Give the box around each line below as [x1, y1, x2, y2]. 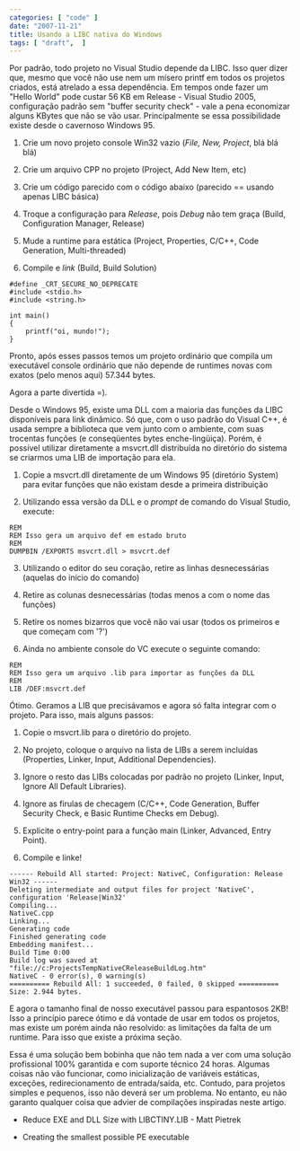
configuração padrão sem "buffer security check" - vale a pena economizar [9, 101, 290, 112]
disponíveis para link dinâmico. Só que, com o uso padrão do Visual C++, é [9, 414, 287, 425]
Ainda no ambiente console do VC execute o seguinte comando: [22, 644, 260, 655]
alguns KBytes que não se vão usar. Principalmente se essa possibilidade [9, 110, 281, 121]
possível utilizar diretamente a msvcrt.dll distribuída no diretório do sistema [9, 443, 287, 453]
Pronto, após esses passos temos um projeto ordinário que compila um [9, 351, 273, 362]
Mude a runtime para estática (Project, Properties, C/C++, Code [22, 235, 259, 247]
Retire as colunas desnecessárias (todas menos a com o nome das [22, 590, 270, 601]
